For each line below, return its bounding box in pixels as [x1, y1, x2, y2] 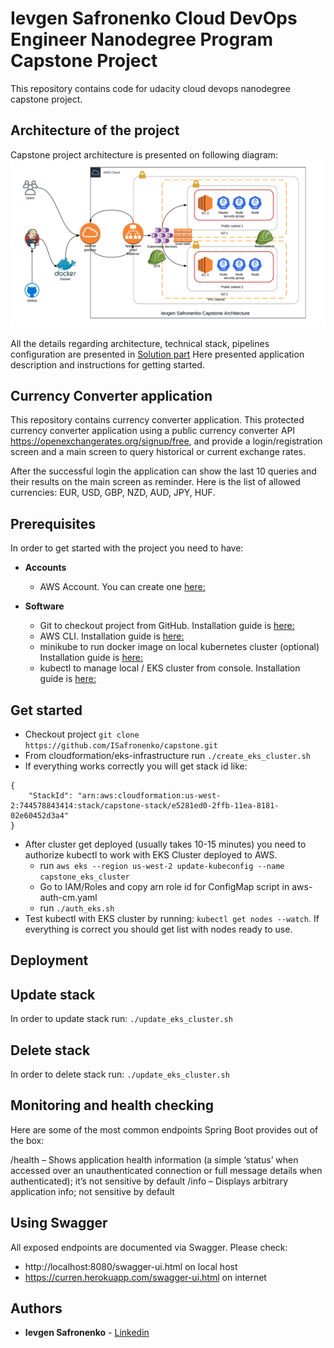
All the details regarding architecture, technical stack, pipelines [10, 337, 270, 349]
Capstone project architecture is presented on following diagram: [10, 148, 279, 161]
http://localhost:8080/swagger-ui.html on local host [24, 1260, 238, 1272]
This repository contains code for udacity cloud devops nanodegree [10, 82, 291, 94]
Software [24, 600, 65, 612]
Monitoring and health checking [10, 1097, 214, 1114]
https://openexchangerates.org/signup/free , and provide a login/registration [10, 435, 323, 447]
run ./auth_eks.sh [39, 902, 115, 914]
